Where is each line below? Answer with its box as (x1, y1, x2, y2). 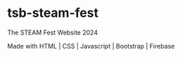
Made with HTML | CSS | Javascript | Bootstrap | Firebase (7, 42, 175, 50)
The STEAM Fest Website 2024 (7, 28, 98, 37)
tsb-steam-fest (7, 5, 99, 21)
